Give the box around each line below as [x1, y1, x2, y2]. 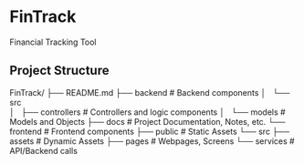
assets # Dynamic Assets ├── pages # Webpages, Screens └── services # [9, 135, 295, 147]
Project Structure [9, 63, 110, 78]
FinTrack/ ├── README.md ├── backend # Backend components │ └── [9, 87, 290, 97]
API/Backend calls [9, 145, 78, 156]
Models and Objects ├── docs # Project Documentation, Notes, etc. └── [9, 116, 286, 127]
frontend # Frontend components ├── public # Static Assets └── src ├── [9, 126, 290, 137]
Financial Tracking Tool [9, 36, 98, 47]
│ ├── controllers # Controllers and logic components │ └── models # [9, 107, 286, 118]
